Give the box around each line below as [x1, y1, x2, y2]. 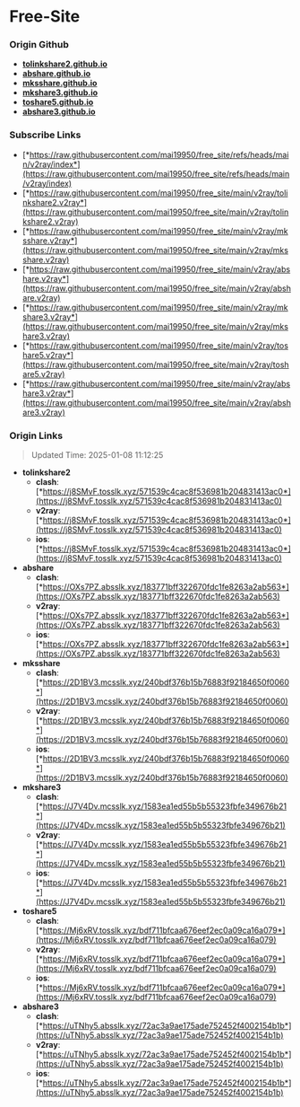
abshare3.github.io [21, 106, 96, 118]
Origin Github [9, 39, 70, 51]
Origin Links [9, 429, 64, 442]
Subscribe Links [9, 128, 81, 141]
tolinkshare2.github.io [21, 58, 107, 69]
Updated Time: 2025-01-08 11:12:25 [30, 450, 164, 461]
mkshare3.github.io [21, 87, 99, 98]
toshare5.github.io [21, 97, 94, 108]
